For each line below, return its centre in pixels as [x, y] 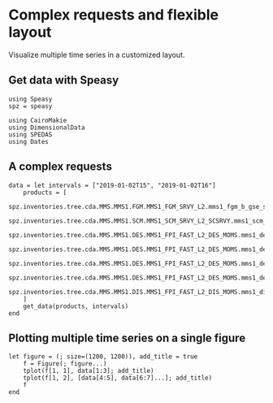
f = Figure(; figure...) [65, 364]
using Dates [28, 141]
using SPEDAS [30, 134]
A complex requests [60, 167]
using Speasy [30, 99]
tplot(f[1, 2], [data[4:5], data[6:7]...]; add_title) [118, 378]
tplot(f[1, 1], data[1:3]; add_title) [89, 371]
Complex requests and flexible [114, 15]
